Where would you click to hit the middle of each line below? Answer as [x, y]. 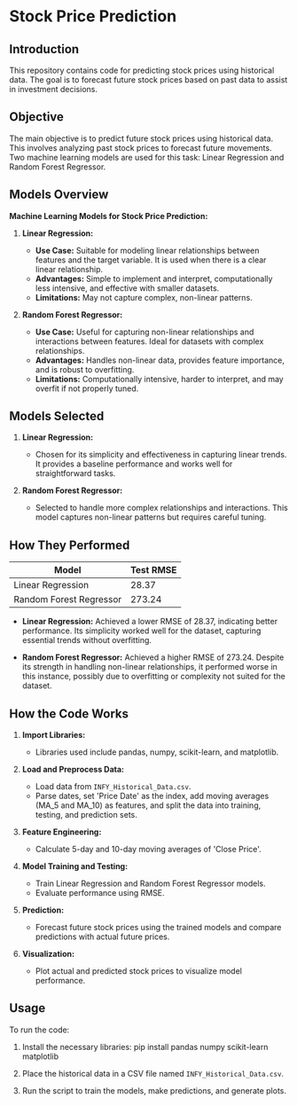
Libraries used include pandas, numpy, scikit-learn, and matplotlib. [157, 752]
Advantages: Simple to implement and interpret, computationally [154, 278]
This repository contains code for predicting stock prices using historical [142, 70]
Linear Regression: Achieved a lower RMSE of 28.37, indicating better [149, 622]
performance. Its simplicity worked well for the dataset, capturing [141, 631]
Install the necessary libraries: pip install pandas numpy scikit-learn [145, 1046]
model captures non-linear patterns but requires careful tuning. [151, 517]
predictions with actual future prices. [102, 937]
